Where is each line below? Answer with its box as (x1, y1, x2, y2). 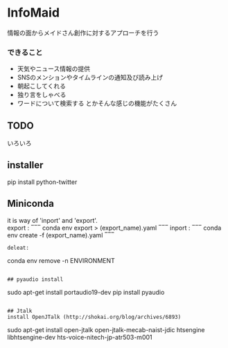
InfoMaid (7, 5, 60, 21)
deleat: (7, 244, 30, 251)
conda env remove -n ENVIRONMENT (7, 256, 116, 264)
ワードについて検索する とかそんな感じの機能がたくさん (17, 99, 177, 108)
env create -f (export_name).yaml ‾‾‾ (7, 230, 115, 239)
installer (7, 159, 44, 171)
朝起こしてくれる (17, 82, 66, 91)
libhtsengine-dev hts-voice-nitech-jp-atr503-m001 (7, 333, 152, 341)
